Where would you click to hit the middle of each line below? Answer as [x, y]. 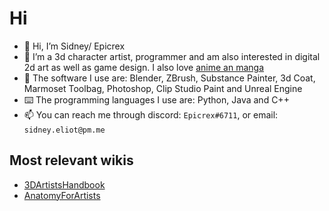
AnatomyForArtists [62, 195]
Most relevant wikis [71, 160]
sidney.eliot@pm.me [64, 130]
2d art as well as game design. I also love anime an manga [144, 67]
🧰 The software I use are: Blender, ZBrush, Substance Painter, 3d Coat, [169, 78]
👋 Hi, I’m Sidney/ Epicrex [74, 46]
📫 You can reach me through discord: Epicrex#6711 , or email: [151, 114]
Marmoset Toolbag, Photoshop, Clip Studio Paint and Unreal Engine [163, 88]
